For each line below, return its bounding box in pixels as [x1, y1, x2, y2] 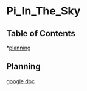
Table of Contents [6, 28, 76, 39]
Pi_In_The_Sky [6, 4, 81, 18]
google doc [6, 77, 35, 85]
